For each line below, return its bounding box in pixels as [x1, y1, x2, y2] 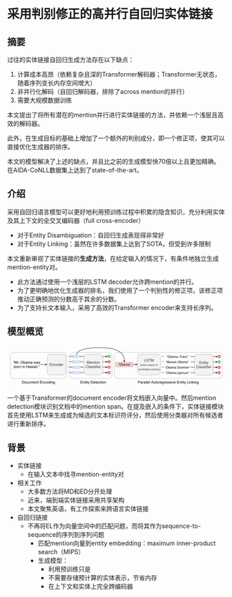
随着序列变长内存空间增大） [17, 79, 97, 87]
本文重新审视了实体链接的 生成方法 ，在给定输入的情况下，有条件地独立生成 [7, 254, 219, 262]
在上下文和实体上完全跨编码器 [48, 582, 133, 590]
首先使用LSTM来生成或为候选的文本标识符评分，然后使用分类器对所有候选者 [7, 411, 224, 420]
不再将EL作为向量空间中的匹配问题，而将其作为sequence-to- [27, 522, 202, 530]
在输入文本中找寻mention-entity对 [27, 470, 124, 478]
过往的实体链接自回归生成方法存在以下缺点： [7, 56, 135, 63]
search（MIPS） [37, 547, 85, 556]
